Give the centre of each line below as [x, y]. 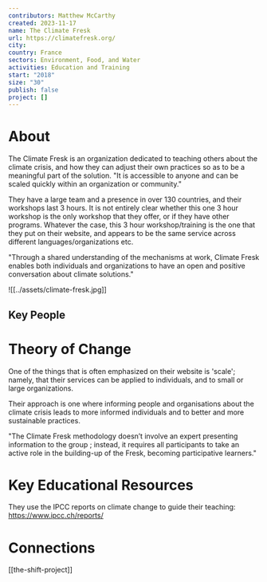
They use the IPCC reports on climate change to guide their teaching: [122, 507]
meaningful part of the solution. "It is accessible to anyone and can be [124, 175]
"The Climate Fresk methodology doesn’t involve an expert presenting [123, 436]
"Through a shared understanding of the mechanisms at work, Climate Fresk [134, 258]
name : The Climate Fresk [49, 30]
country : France [35, 53]
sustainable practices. [45, 420]
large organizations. [41, 388]
